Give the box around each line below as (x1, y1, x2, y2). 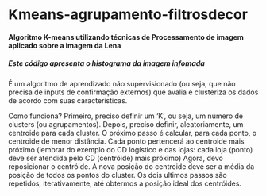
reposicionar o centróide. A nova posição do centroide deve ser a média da (8, 161, 255, 171)
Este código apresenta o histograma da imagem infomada (8, 59, 205, 68)
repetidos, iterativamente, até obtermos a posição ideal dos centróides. (8, 179, 242, 188)
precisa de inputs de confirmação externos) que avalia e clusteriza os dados (8, 87, 259, 97)
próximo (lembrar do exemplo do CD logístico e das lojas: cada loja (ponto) (8, 144, 253, 154)
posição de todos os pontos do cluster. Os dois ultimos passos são (8, 170, 228, 179)
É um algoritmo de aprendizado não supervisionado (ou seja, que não (8, 79, 236, 88)
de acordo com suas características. (8, 95, 128, 105)
